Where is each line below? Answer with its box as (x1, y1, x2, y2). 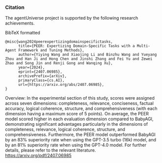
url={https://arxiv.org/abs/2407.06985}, (18, 82, 105, 87)
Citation (5, 4, 25, 11)
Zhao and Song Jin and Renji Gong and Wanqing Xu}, (5, 61, 113, 66)
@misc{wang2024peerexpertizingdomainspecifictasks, (5, 39, 113, 44)
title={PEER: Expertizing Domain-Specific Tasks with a (18, 44, 135, 49)
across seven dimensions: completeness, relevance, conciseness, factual (5, 100, 154, 107)
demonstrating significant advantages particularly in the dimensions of (5, 121, 148, 127)
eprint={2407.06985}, (18, 69, 63, 75)
